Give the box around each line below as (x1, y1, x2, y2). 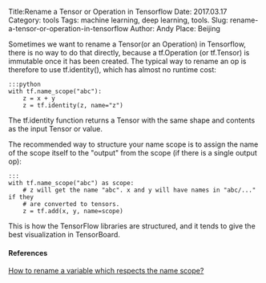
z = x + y (22, 95, 56, 103)
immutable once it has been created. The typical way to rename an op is (8, 56, 247, 66)
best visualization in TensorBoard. (8, 230, 120, 239)
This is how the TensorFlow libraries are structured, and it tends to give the (8, 221, 256, 231)
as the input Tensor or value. (8, 124, 103, 133)
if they (8, 193, 34, 201)
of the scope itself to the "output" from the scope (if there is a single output (8, 148, 258, 157)
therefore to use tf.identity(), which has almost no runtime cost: (8, 65, 216, 75)
